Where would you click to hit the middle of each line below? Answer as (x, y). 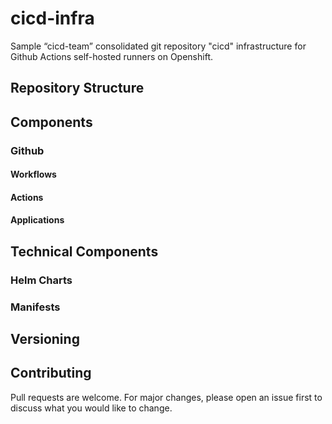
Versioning (45, 339)
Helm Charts (41, 280)
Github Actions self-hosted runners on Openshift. (111, 56)
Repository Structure (77, 88)
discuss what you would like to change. (91, 408)
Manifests (35, 307)
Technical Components (84, 251)
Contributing (51, 373)
